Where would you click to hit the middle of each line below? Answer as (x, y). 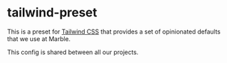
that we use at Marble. (39, 38)
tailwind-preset (52, 13)
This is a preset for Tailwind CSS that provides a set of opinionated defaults (114, 32)
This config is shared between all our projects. (73, 52)
